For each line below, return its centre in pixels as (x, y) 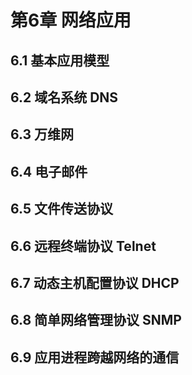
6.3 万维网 (42, 134)
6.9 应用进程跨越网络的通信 (95, 357)
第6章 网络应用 (71, 20)
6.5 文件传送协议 (61, 209)
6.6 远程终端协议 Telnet (83, 246)
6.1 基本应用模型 (60, 60)
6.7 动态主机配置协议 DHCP (95, 282)
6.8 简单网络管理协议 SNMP (96, 320)
